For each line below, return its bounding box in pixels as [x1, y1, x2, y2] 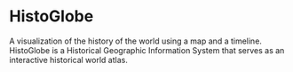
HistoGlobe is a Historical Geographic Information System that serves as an [9, 44, 285, 55]
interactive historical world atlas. [9, 54, 129, 65]
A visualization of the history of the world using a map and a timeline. [9, 36, 262, 46]
